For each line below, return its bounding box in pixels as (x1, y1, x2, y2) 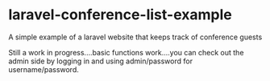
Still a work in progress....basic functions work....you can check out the (8, 47, 244, 57)
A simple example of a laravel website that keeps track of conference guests (8, 32, 263, 42)
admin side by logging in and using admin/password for (8, 56, 193, 66)
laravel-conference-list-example (8, 6, 232, 24)
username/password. (8, 64, 79, 74)
